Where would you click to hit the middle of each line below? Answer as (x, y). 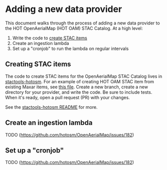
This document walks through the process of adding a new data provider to (83, 23)
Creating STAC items (38, 64)
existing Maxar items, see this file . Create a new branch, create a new (77, 87)
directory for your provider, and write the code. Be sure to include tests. (79, 92)
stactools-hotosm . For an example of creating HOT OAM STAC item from (80, 81)
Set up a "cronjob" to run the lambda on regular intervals (70, 48)
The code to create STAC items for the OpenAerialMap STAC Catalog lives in (84, 76)
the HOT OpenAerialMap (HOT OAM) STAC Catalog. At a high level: (74, 28)
